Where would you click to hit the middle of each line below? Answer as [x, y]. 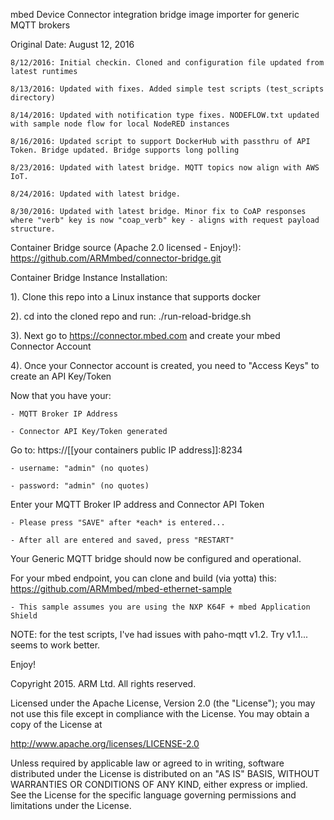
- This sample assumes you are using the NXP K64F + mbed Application [160, 607]
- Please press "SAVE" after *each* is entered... [118, 523]
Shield [24, 616]
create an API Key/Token [61, 376]
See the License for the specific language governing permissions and [153, 795]
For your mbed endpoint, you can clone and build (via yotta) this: [143, 578]
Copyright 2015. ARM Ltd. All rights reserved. [103, 683]
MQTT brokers [40, 25]
